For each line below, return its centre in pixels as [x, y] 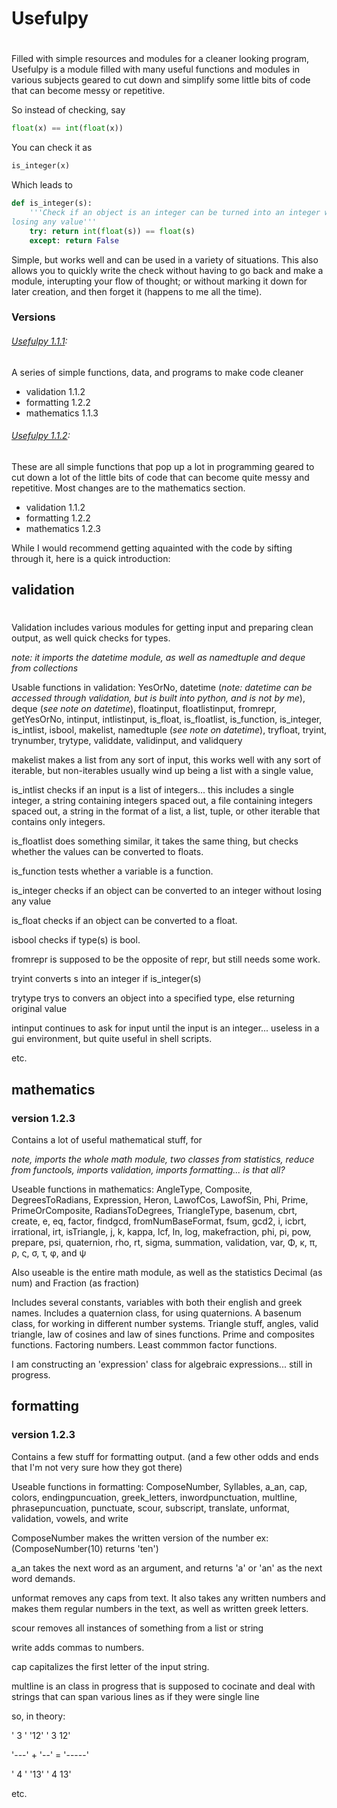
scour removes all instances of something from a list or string [137, 1628]
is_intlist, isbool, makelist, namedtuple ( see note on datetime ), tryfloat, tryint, [169, 730]
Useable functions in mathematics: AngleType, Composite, [132, 1189]
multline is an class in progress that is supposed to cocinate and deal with [163, 1686]
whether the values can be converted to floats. [107, 852]
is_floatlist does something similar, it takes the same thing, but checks [155, 841]
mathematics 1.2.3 [63, 528]
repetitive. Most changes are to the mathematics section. [128, 488]
